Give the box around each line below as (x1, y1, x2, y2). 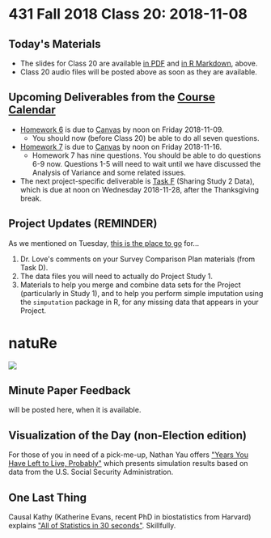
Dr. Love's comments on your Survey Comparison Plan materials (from (19, 254, 256, 264)
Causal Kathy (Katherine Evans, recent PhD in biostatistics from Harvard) (8, 512, 252, 522)
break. (19, 193, 42, 203)
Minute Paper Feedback (8, 383, 131, 397)
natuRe (8, 333, 58, 352)
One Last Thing (8, 490, 87, 504)
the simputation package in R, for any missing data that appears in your (19, 297, 259, 307)
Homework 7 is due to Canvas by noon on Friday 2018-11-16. (19, 142, 222, 151)
